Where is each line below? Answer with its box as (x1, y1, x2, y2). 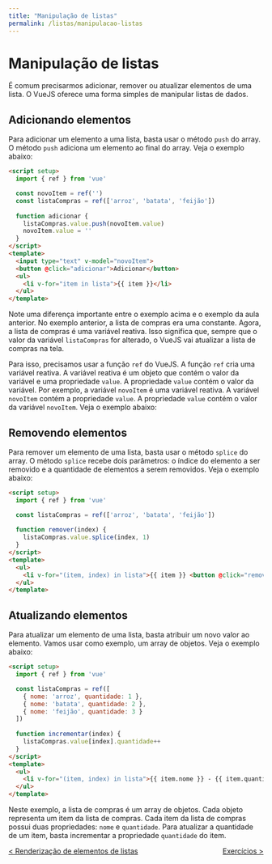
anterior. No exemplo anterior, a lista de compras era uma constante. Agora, (8, 318, 261, 328)
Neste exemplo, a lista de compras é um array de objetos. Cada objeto (8, 805, 244, 814)
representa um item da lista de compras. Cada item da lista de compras (8, 814, 247, 823)
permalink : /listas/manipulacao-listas (8, 19, 143, 28)
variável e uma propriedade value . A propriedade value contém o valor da (8, 377, 254, 387)
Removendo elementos (8, 426, 128, 439)
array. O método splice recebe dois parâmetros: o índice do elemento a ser (8, 455, 261, 465)
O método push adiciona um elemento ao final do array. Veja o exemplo (8, 143, 244, 153)
